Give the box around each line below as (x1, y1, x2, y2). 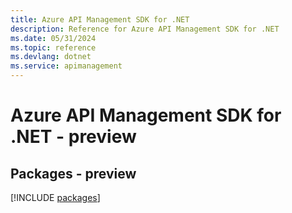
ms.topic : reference (10, 42, 97, 53)
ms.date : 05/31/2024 (10, 33, 97, 43)
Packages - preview (10, 165, 137, 182)
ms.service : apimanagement (10, 61, 123, 71)
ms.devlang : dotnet (10, 52, 92, 62)
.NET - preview (10, 126, 137, 148)
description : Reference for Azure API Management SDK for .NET (10, 24, 280, 34)
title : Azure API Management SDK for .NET (10, 14, 190, 25)
